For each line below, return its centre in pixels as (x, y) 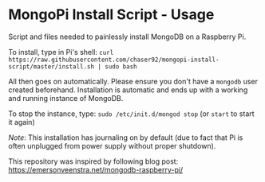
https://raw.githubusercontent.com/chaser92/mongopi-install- (114, 60)
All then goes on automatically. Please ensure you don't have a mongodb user (133, 81)
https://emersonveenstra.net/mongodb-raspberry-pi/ (96, 169)
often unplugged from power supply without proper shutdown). (112, 145)
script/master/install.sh (51, 66)
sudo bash (121, 66)
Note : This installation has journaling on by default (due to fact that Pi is (126, 137)
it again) (22, 122)
